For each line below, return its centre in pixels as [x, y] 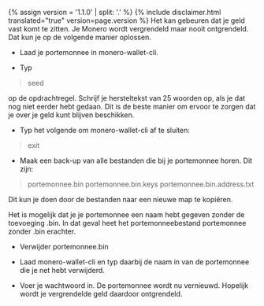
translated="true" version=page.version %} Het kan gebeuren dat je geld [127, 20]
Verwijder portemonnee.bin [64, 247]
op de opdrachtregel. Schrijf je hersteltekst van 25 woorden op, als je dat [127, 98]
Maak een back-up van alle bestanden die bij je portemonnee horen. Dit [136, 160]
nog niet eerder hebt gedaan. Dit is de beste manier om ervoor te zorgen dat [132, 107]
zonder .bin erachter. [42, 231]
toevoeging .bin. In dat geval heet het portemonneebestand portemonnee [127, 223]
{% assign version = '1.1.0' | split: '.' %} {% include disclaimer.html [115, 12]
